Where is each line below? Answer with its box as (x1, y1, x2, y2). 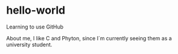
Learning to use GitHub (6, 23, 64, 30)
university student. (6, 41, 53, 48)
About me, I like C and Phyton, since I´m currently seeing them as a (6, 34, 172, 42)
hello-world (6, 4, 66, 17)
